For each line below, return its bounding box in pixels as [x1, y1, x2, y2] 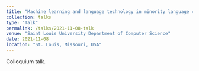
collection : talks [6, 14, 52, 20]
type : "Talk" [6, 20, 38, 25]
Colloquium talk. [6, 57, 46, 65]
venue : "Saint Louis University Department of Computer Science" [6, 31, 171, 37]
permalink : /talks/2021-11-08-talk [6, 25, 94, 31]
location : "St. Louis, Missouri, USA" [6, 42, 102, 48]
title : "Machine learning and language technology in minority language [6, 8, 190, 15]
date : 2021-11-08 [6, 36, 49, 42]
